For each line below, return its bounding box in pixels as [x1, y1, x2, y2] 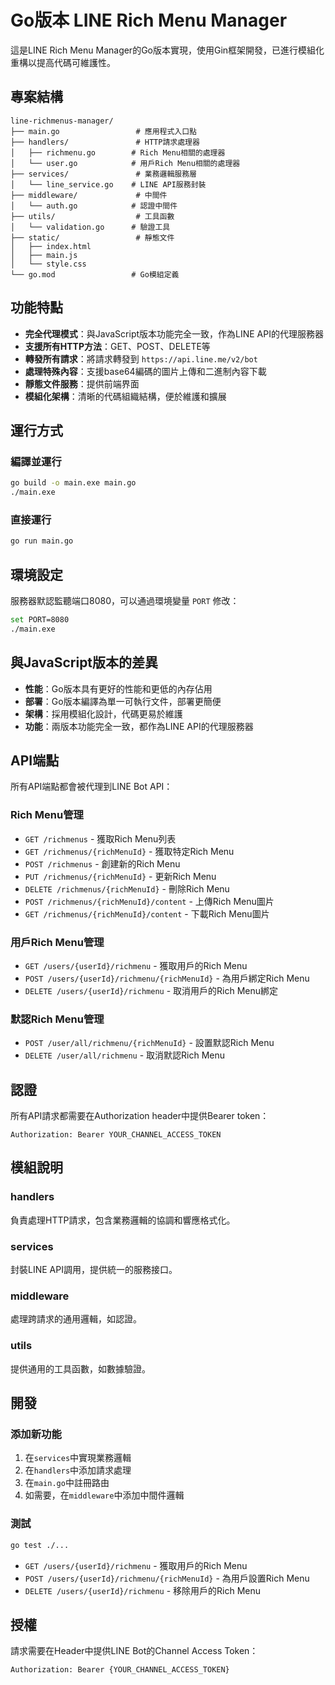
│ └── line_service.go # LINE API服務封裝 [10, 179, 207, 190]
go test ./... [10, 1540, 70, 1550]
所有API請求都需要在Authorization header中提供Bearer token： [10, 1110, 270, 1122]
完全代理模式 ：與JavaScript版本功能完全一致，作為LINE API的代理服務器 [24, 327, 324, 340]
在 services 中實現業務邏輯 [24, 1452, 132, 1464]
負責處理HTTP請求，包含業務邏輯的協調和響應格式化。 [10, 1214, 236, 1226]
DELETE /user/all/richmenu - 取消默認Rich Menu [24, 1049, 226, 1061]
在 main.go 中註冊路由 [24, 1477, 110, 1489]
